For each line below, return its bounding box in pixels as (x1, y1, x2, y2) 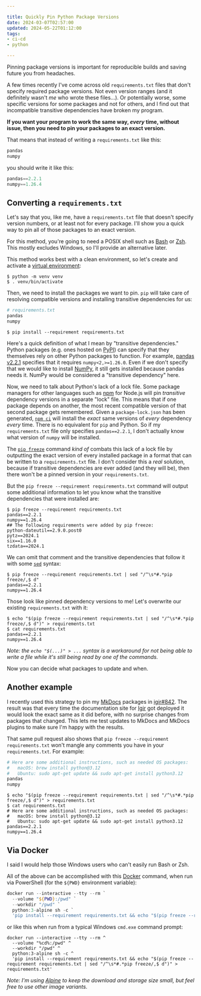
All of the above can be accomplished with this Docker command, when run (7, 872, 193, 879)
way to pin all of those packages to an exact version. (7, 226, 137, 234)
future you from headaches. (7, 70, 76, 76)
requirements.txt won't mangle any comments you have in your (7, 741, 165, 749)
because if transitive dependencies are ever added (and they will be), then (7, 464, 190, 471)
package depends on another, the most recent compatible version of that (7, 402, 187, 409)
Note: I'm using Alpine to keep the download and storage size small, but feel (7, 977, 194, 984)
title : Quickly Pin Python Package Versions (7, 14, 119, 20)
